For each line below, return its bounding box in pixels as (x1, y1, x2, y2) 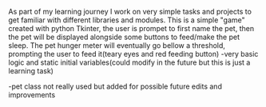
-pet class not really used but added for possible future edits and (8, 81, 222, 91)
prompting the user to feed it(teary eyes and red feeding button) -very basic (8, 50, 259, 58)
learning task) (8, 66, 54, 75)
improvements (8, 90, 56, 99)
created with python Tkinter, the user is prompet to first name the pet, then (8, 24, 254, 33)
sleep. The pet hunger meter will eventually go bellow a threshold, (8, 41, 226, 50)
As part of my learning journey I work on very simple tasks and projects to (8, 7, 252, 16)
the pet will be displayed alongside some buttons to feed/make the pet (8, 32, 240, 42)
